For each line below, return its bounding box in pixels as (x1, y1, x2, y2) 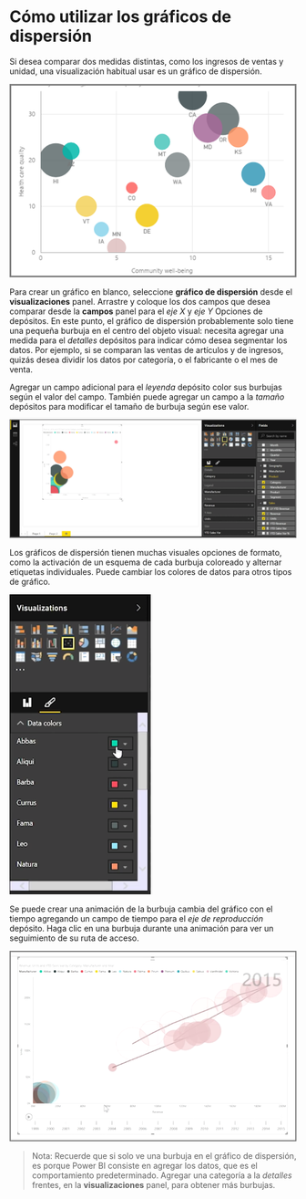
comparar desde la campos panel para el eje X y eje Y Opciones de (9, 306, 263, 317)
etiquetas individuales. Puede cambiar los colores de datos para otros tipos (9, 566, 292, 577)
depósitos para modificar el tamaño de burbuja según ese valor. (9, 401, 250, 412)
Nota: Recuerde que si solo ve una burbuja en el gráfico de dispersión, (31, 1151, 297, 1162)
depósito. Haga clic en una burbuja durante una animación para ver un (9, 923, 274, 933)
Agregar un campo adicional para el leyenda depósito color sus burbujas (9, 381, 282, 393)
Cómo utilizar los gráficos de (9, 6, 232, 27)
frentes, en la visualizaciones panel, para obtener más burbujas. (31, 1180, 276, 1191)
